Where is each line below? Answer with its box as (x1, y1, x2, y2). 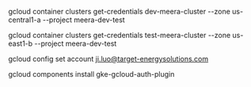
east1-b (8, 39, 33, 48)
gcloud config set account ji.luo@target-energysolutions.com (8, 55, 209, 63)
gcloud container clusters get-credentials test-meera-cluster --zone (8, 31, 231, 40)
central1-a (8, 15, 41, 25)
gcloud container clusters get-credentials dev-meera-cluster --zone (8, 7, 231, 16)
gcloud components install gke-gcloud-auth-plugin (8, 70, 175, 78)
